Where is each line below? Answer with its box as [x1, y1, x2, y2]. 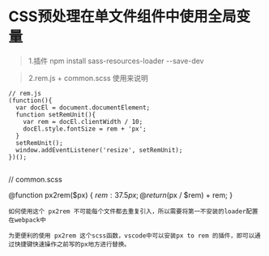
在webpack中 [8, 215, 46, 224]
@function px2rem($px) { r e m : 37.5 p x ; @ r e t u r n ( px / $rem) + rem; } [8, 190, 233, 199]
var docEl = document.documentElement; [15, 103, 151, 112]
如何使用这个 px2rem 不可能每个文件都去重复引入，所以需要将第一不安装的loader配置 [8, 207, 258, 215]
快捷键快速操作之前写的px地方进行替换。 [14, 240, 131, 248]
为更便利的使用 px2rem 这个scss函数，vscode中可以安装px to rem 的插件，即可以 [8, 232, 255, 240]
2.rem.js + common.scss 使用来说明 [28, 73, 148, 83]
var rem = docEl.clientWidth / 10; [23, 117, 143, 126]
